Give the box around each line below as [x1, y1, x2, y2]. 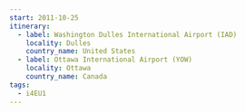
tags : [9, 80, 30, 89]
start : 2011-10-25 [9, 13, 79, 23]
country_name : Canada [25, 72, 107, 81]
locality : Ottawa [25, 64, 92, 73]
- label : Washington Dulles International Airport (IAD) [17, 30, 238, 39]
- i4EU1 [17, 89, 47, 98]
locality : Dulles [25, 38, 92, 48]
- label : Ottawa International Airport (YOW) [17, 55, 193, 64]
